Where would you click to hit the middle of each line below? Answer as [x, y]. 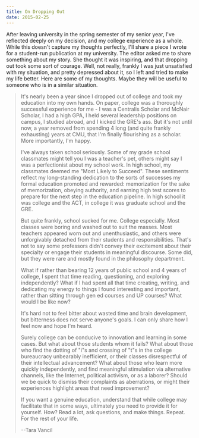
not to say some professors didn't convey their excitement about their [106, 246]
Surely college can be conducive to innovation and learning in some [104, 337]
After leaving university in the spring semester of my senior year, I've [91, 34]
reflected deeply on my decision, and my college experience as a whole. [95, 40]
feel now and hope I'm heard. [57, 326]
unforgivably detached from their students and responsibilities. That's [106, 239]
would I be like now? [46, 302]
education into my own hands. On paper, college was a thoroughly [102, 102]
